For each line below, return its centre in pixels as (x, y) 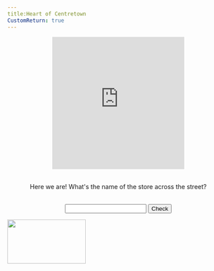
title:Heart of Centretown (47, 14)
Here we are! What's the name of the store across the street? (118, 186)
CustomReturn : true (36, 20)
